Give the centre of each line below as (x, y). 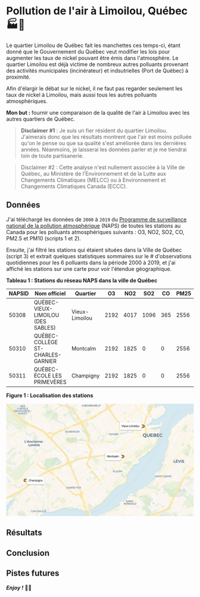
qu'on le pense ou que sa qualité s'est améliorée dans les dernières (103, 143)
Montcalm (84, 348)
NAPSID (19, 293)
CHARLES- (48, 355)
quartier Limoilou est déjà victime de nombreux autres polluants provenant (97, 64)
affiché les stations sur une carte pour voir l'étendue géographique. (89, 268)
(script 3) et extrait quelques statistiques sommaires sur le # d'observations (99, 256)
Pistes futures (33, 573)
